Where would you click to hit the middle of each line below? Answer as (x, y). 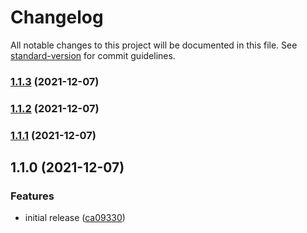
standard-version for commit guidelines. (93, 55)
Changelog (57, 17)
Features (32, 196)
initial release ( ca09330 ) (75, 218)
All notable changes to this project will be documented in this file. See (154, 45)
